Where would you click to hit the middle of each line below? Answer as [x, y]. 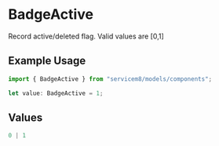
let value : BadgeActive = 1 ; [56, 93]
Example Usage [47, 61]
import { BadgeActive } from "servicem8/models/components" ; [110, 79]
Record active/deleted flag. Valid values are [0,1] [86, 36]
